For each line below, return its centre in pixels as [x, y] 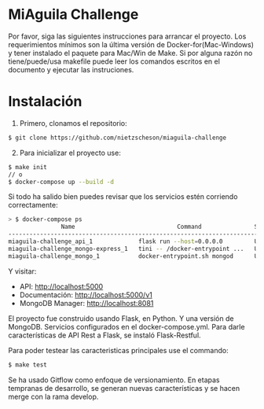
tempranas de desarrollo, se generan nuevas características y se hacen [124, 388]
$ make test [27, 365]
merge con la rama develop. [53, 396]
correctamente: [33, 205]
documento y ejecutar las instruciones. [71, 69]
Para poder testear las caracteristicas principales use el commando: [119, 350]
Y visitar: [22, 271]
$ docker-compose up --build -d [61, 182]
